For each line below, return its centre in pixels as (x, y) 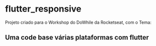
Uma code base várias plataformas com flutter (77, 38)
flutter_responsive (43, 9)
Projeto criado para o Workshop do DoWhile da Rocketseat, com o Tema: (78, 22)
